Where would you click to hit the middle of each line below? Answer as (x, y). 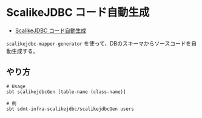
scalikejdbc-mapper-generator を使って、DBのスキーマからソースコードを (99, 43)
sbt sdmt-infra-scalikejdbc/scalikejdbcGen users (70, 109)
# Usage (16, 86)
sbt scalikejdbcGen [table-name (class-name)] (66, 92)
